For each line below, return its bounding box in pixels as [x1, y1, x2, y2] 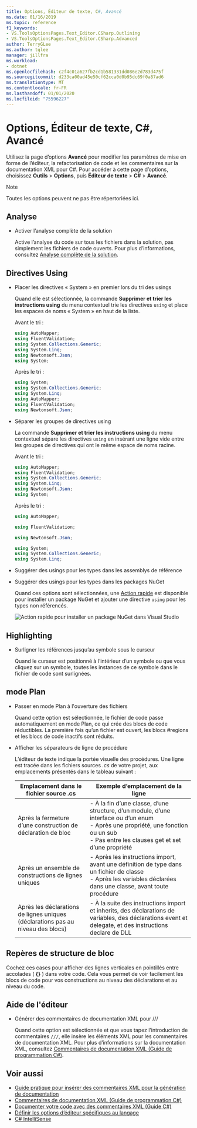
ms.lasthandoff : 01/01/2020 [6, 90, 75, 96]
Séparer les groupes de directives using [14, 418, 111, 425]
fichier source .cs [26, 789, 76, 797]
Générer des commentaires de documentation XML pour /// [14, 1015, 158, 1022]
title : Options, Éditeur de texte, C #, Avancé [6, 8, 122, 15]
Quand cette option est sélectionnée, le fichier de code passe [14, 714, 164, 721]
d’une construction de [17, 821, 78, 829]
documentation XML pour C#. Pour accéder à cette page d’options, [6, 166, 169, 173]
